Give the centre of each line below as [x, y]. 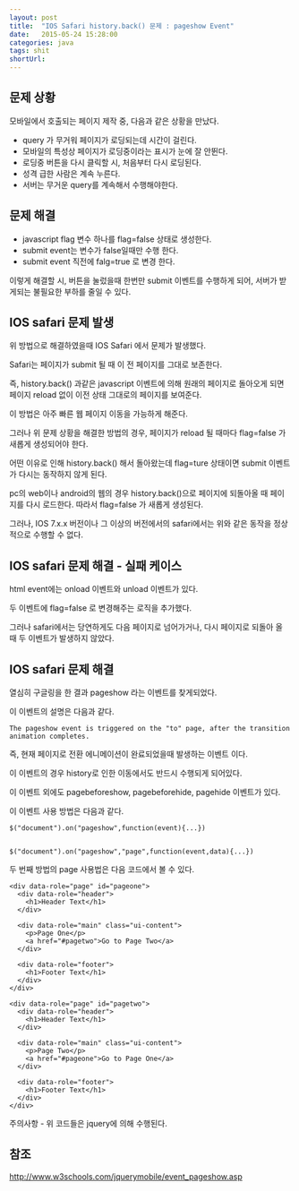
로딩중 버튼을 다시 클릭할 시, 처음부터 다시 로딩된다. [111, 162]
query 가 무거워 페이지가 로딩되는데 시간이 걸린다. [109, 140]
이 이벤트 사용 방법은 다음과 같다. [67, 811]
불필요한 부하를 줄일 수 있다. [82, 291]
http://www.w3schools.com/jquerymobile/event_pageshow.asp [126, 1176]
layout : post [34, 17]
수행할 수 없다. [58, 535]
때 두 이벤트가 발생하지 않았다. [62, 638]
